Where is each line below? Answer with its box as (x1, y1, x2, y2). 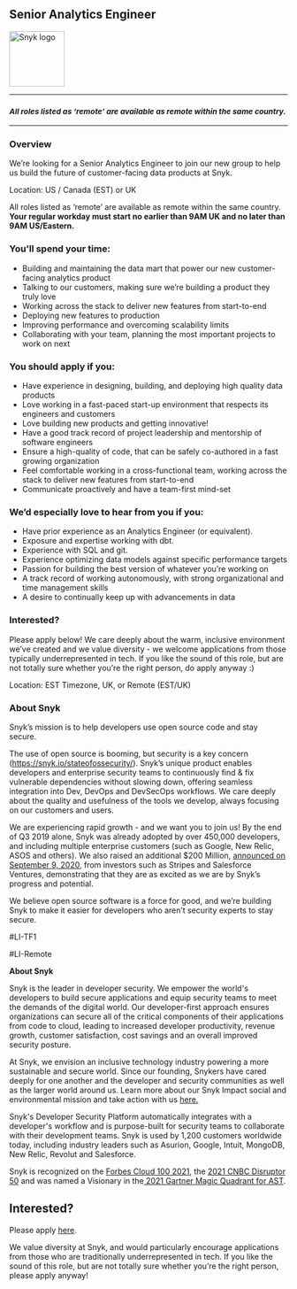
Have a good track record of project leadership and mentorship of (21, 428, 263, 437)
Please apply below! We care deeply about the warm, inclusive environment (9, 634, 286, 644)
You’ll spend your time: (9, 243, 110, 255)
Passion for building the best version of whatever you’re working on (21, 564, 270, 575)
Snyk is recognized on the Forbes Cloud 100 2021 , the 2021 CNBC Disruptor (9, 1166, 286, 1177)
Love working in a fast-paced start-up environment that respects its (21, 399, 269, 410)
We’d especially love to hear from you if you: (9, 506, 204, 518)
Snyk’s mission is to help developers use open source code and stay (9, 722, 258, 732)
